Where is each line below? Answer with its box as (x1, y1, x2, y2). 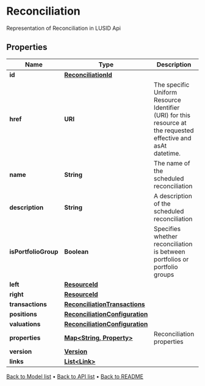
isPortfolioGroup (9, 247, 59, 256)
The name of (153, 159, 190, 167)
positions (9, 310, 38, 318)
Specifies (153, 224, 181, 233)
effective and (153, 134, 192, 142)
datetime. (153, 149, 181, 157)
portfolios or (153, 255, 189, 263)
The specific (153, 80, 190, 89)
